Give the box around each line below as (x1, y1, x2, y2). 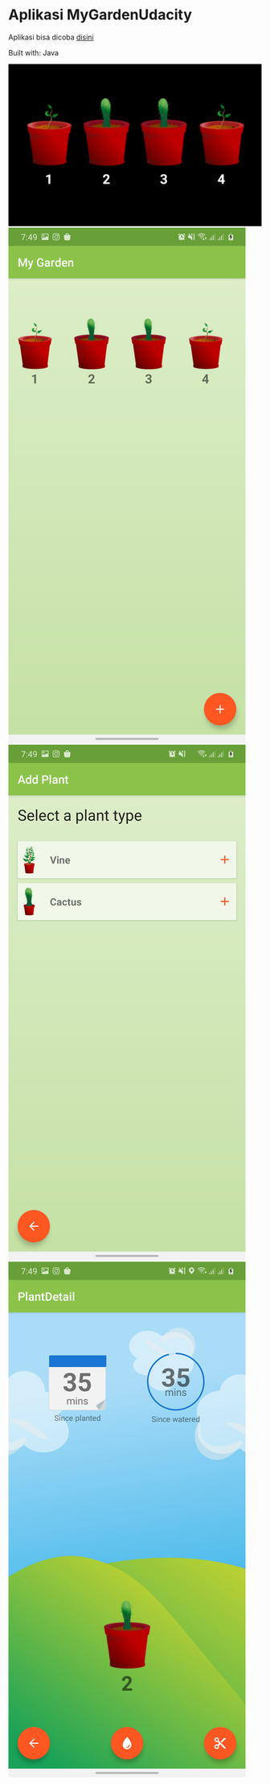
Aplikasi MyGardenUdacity (8, 6, 193, 24)
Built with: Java (8, 48, 59, 57)
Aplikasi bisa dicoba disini (8, 32, 94, 42)
